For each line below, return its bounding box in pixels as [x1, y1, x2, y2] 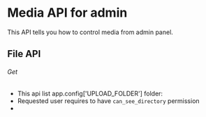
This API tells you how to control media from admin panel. [7, 28, 173, 36]
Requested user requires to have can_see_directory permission [17, 96, 200, 105]
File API [7, 48, 41, 60]
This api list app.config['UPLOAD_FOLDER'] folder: [17, 89, 163, 97]
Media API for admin [7, 5, 128, 21]
